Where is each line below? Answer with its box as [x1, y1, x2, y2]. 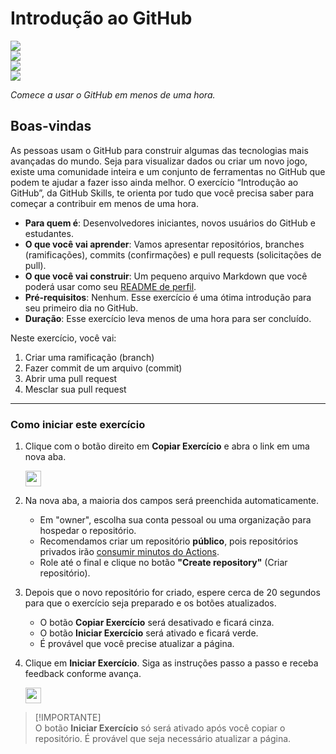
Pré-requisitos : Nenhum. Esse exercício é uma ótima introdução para [24, 291, 312, 303]
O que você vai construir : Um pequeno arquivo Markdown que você [24, 270, 308, 282]
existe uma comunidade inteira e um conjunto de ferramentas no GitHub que [10, 165, 326, 177]
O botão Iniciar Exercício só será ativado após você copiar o [34, 722, 286, 734]
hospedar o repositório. [39, 525, 137, 537]
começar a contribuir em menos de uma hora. [10, 197, 199, 209]
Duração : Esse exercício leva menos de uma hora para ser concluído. [24, 312, 312, 324]
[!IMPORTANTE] [34, 712, 102, 724]
